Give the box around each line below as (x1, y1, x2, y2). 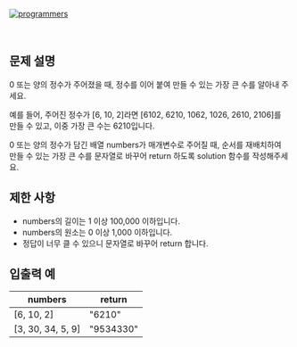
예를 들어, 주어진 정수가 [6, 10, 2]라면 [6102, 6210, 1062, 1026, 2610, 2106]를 (9, 109, 282, 120)
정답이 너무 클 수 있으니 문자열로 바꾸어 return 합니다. (21, 237, 209, 249)
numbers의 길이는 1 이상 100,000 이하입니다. (21, 215, 181, 227)
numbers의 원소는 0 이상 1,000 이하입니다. (21, 227, 173, 237)
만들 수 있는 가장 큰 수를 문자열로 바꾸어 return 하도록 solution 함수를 (9, 150, 251, 161)
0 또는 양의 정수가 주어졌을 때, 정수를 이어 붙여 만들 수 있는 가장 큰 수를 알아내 (9, 78, 280, 89)
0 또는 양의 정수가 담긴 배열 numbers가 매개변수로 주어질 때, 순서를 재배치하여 (9, 139, 282, 150)
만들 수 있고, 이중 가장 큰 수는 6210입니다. (9, 120, 155, 131)
